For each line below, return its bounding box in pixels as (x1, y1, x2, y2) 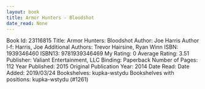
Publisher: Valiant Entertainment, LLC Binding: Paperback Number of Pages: (6, 56, 198, 64)
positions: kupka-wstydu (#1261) (6, 76, 89, 83)
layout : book (6, 9, 40, 15)
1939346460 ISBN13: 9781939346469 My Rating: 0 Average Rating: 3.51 (6, 50, 190, 57)
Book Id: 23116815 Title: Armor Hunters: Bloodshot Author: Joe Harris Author (6, 37, 199, 44)
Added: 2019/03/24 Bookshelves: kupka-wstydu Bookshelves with (6, 69, 174, 77)
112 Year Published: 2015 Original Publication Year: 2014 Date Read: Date (6, 63, 190, 70)
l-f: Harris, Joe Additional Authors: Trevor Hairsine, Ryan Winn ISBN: (6, 43, 179, 51)
